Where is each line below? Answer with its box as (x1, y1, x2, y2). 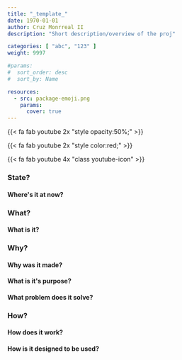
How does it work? (7, 328, 64, 337)
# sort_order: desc (7, 69, 69, 76)
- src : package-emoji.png (13, 95, 91, 102)
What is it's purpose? (7, 277, 72, 286)
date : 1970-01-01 (7, 17, 59, 24)
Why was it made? (7, 260, 63, 269)
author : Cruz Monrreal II (7, 23, 84, 30)
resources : (7, 88, 40, 96)
